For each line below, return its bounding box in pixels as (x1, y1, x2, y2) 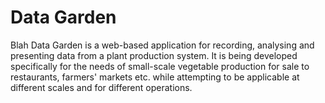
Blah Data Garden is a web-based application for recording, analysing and (10, 39, 315, 51)
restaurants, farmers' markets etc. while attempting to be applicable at (10, 71, 300, 83)
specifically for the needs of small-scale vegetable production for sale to (10, 60, 310, 72)
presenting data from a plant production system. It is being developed (10, 49, 298, 61)
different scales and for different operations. (10, 81, 193, 93)
